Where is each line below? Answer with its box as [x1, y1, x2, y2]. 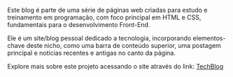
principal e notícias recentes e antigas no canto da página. [7, 49, 176, 57]
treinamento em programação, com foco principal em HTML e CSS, [7, 13, 202, 22]
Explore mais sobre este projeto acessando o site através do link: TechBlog [7, 62, 224, 70]
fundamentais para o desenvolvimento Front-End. [7, 21, 150, 28]
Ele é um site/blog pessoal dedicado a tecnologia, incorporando [7, 34, 192, 42]
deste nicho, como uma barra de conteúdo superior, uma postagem [26, 42, 222, 49]
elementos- [192, 34, 226, 42]
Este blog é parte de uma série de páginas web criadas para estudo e [7, 6, 208, 14]
